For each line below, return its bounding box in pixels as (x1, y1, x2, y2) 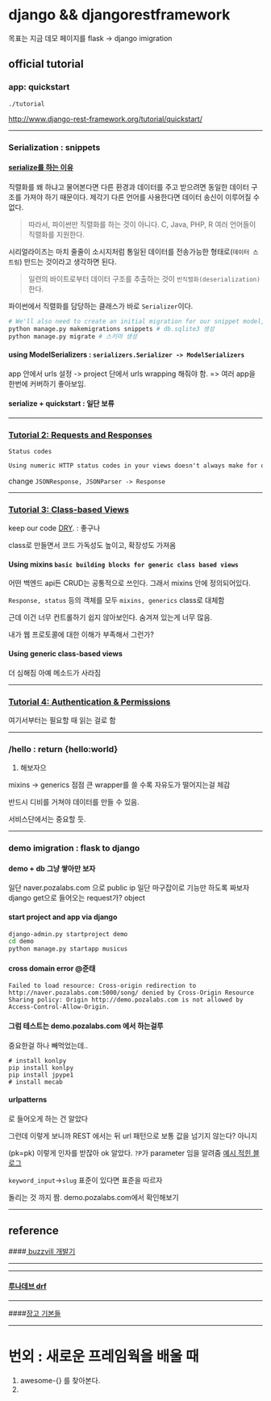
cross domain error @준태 (8, 963, 96, 973)
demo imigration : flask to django (8, 843, 140, 854)
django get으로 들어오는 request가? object (8, 893, 145, 903)
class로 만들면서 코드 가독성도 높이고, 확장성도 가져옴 (8, 541, 177, 550)
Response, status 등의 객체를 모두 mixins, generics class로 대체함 (8, 596, 225, 605)
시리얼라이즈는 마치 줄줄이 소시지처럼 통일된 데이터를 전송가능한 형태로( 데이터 (8, 246, 250, 256)
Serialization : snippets (8, 141, 101, 153)
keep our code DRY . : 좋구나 (8, 523, 101, 533)
